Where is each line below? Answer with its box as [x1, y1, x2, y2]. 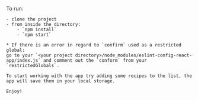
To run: [6, 5, 24, 12]
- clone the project [6, 16, 58, 22]
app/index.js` [6, 58, 41, 64]
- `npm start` [17, 32, 52, 38]
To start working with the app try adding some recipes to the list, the [6, 73, 193, 79]
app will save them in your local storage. [6, 78, 116, 84]
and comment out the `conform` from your [43, 58, 147, 64]
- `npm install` [17, 26, 58, 32]
